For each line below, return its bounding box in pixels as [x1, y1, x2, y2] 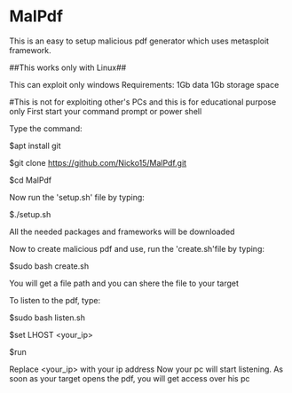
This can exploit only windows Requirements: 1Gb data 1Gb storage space [9, 79, 280, 90]
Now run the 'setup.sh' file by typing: [9, 192, 145, 202]
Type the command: [9, 122, 83, 134]
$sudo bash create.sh [9, 260, 90, 271]
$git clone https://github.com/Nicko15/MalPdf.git [9, 157, 187, 168]
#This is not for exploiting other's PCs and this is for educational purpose [9, 96, 277, 107]
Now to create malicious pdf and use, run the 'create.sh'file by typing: [9, 243, 264, 254]
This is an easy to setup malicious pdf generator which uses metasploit [9, 35, 269, 46]
